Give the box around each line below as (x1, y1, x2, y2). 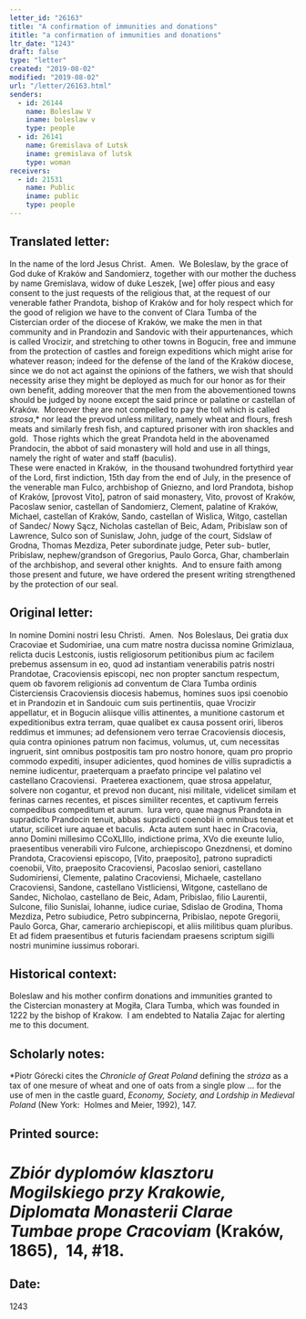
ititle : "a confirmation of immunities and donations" (9, 30, 222, 39)
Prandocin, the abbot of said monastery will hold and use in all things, (9, 442, 270, 453)
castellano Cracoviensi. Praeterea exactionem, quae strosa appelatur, (9, 775, 272, 786)
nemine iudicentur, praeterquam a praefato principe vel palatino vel (9, 765, 261, 776)
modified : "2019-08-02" (9, 73, 100, 82)
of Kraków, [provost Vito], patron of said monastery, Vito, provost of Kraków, (9, 491, 296, 502)
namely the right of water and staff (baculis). (9, 452, 178, 463)
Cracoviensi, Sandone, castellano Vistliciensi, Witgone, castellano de (9, 881, 269, 892)
